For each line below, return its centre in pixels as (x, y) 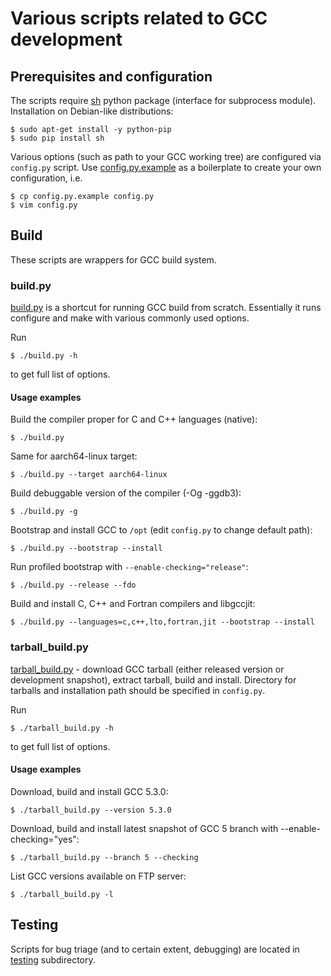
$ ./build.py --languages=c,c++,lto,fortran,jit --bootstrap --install (162, 622)
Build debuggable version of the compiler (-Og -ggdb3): (126, 493)
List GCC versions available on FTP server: (98, 876)
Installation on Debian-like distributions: (92, 111)
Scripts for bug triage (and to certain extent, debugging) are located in (155, 949)
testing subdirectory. (53, 959)
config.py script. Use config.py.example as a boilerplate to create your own (166, 167)
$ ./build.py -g (44, 512)
